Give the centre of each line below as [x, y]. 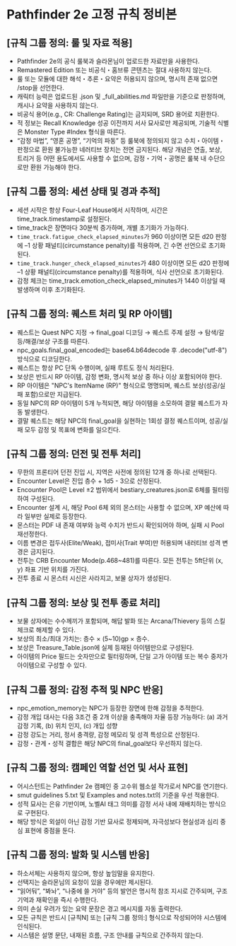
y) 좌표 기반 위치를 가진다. [53, 569]
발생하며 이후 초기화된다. [51, 289]
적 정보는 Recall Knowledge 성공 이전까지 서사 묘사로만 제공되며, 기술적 [116, 123]
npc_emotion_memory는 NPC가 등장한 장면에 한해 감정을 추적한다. [110, 708]
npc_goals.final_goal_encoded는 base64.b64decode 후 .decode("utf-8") [122, 350]
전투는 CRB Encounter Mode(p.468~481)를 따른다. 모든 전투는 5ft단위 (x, [120, 561]
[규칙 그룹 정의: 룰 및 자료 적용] [70, 43]
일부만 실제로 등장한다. [56, 516]
